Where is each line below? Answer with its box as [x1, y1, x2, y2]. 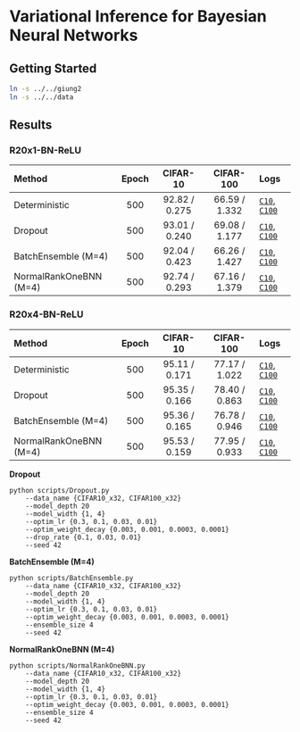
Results [9, 118, 53, 133]
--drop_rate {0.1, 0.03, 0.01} [25, 533, 142, 542]
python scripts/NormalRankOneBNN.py [9, 661, 146, 670]
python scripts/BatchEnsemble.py [9, 573, 134, 582]
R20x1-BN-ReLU [9, 145, 82, 157]
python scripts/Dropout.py [9, 486, 110, 495]
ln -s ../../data [9, 92, 74, 102]
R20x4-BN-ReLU [9, 308, 84, 320]
